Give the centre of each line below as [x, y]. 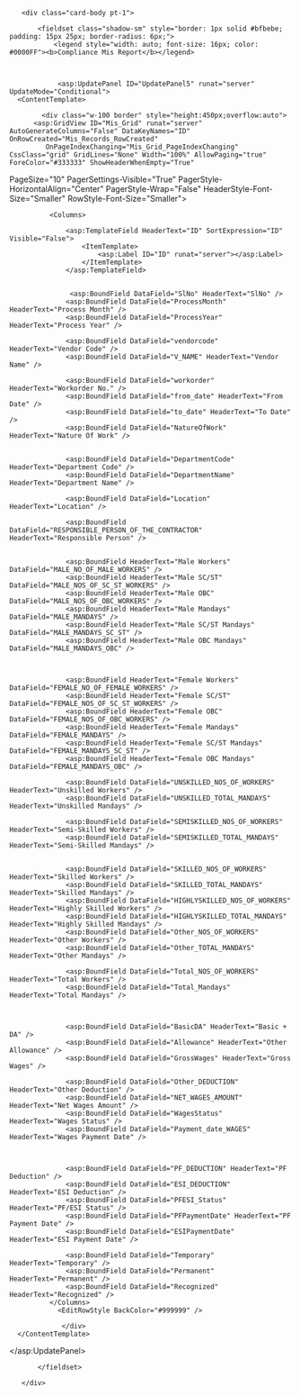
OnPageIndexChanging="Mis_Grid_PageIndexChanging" [142, 147]
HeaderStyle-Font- [238, 189]
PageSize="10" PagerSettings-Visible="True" [93, 179]
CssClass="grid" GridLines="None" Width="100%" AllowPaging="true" [138, 155]
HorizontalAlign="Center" [57, 189]
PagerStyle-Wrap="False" [154, 189]
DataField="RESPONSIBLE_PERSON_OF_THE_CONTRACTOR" [106, 530]
